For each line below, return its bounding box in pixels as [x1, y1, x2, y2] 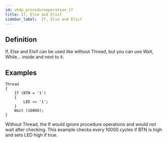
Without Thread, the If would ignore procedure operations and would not [5, 121, 156, 127]
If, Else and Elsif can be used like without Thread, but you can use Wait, [5, 49, 154, 55]
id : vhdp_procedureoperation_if [5, 7, 73, 13]
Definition [5, 35, 37, 44]
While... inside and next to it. [5, 54, 65, 60]
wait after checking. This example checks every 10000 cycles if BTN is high [5, 126, 162, 132]
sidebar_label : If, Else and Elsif [5, 17, 82, 22]
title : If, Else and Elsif [5, 12, 62, 17]
